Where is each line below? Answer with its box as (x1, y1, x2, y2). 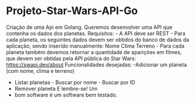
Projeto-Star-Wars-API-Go (6, 4, 138, 18)
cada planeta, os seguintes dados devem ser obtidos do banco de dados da (6, 36, 189, 43)
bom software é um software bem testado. (14, 91, 118, 98)
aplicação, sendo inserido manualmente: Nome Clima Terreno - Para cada (6, 42, 184, 49)
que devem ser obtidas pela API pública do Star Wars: (6, 55, 136, 62)
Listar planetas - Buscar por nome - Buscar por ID (14, 78, 136, 86)
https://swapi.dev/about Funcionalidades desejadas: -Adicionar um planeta (6, 61, 187, 68)
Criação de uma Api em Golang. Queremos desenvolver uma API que (6, 24, 173, 31)
